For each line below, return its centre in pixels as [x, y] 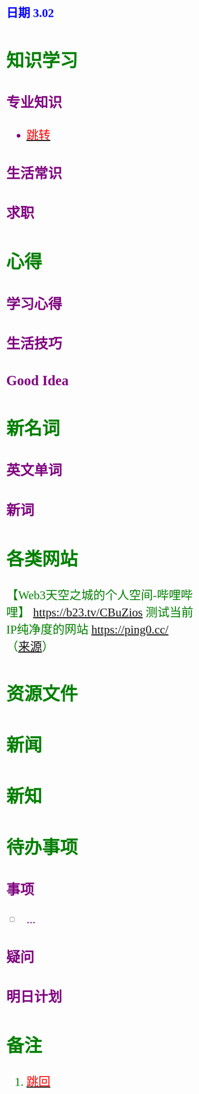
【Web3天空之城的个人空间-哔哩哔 [99, 595]
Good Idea [38, 380]
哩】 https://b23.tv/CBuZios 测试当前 [100, 612]
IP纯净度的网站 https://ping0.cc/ [87, 629]
